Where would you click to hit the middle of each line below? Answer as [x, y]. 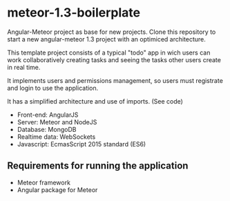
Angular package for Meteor [57, 190]
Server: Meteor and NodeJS [57, 122]
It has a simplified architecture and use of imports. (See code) [95, 101]
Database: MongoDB [47, 129]
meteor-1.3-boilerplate [74, 13]
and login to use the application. [53, 88]
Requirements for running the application [98, 166]
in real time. [24, 67]
